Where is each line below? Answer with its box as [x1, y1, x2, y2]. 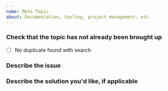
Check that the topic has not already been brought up [6, 33, 162, 41]
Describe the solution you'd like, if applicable [6, 77, 138, 85]
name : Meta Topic [6, 8, 49, 15]
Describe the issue [6, 61, 61, 69]
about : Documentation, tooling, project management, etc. [6, 14, 151, 20]
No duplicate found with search [14, 46, 91, 53]
